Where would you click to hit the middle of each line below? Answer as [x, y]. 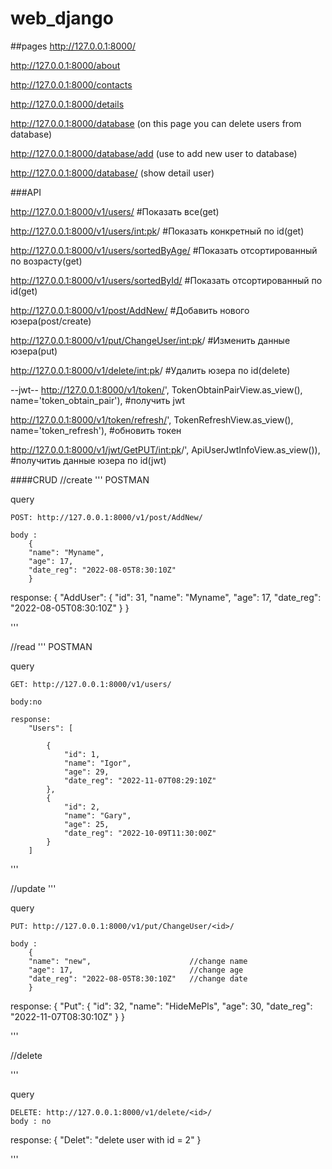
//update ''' [33, 888]
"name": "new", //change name [138, 961]
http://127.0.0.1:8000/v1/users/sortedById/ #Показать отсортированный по [166, 280]
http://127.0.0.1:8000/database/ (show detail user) [112, 173]
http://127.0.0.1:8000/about [65, 65]
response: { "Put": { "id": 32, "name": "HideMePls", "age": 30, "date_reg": [161, 1006]
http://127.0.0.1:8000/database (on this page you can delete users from [156, 123]
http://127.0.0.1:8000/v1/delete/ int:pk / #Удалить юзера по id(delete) [150, 370]
